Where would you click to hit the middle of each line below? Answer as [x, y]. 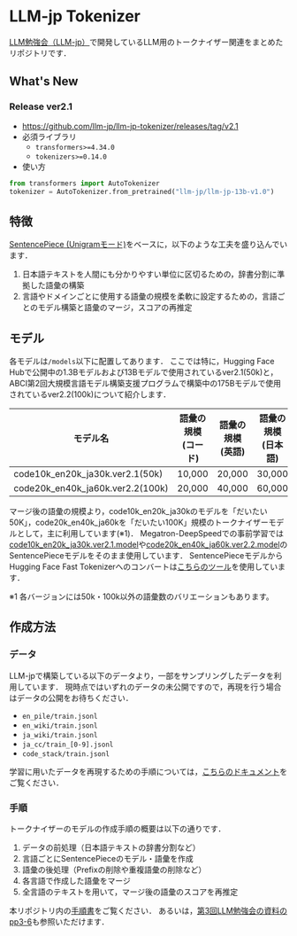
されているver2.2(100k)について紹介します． [90, 394]
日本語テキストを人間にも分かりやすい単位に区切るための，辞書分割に [149, 274]
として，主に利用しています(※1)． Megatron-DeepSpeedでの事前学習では [150, 533]
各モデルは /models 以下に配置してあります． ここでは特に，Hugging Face [142, 361]
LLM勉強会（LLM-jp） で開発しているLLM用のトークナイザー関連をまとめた [146, 42]
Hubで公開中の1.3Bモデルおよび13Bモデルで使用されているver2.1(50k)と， [144, 372]
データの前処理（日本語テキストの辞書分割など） [111, 847]
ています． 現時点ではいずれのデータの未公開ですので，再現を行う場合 [153, 686]
